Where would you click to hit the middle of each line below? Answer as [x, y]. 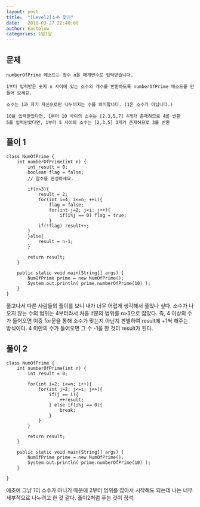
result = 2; [53, 194]
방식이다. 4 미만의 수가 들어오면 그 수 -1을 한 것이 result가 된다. [80, 328]
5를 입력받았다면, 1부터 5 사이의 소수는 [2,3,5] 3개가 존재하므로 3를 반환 [88, 122]
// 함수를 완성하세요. [51, 178]
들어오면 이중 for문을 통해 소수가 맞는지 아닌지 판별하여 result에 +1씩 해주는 [100, 320]
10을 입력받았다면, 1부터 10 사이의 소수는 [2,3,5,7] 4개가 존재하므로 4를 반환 [93, 116]
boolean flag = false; [56, 172]
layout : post [22, 12]
